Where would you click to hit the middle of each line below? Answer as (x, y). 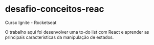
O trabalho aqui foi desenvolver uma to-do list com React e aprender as (77, 32)
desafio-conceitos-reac (55, 9)
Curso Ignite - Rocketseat (31, 22)
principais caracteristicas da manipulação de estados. (59, 37)
